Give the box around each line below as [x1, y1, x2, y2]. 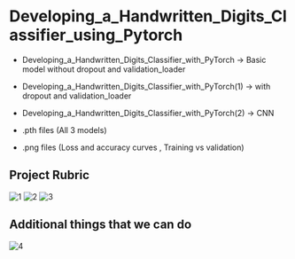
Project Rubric [9, 168, 90, 183]
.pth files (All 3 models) [21, 124, 107, 135]
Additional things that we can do [9, 217, 192, 232]
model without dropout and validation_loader [21, 64, 186, 75]
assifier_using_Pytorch [9, 25, 183, 45]
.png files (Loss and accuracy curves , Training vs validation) [21, 142, 245, 153]
